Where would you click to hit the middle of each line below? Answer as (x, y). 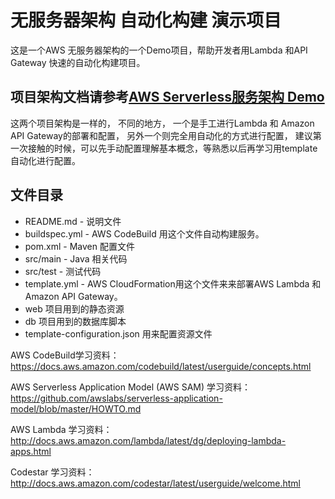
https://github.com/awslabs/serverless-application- (116, 398)
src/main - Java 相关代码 (76, 258)
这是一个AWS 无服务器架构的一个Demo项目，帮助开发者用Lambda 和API (159, 50)
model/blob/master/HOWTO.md (76, 408)
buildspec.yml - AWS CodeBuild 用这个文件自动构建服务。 (144, 233)
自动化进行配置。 (45, 160)
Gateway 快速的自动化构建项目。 (78, 62)
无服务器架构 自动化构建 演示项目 (146, 20)
